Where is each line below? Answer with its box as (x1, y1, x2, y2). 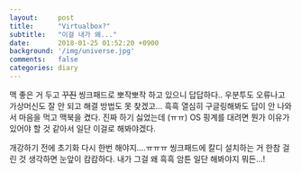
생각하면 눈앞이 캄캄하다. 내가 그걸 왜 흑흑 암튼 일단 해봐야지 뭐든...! (28, 153, 266, 164)
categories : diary (9, 64, 78, 73)
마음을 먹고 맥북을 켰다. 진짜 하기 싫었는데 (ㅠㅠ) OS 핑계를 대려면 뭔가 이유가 (18, 112, 290, 123)
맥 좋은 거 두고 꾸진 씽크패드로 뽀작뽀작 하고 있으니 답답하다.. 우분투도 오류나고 (9, 89, 286, 100)
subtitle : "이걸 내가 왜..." (9, 30, 117, 39)
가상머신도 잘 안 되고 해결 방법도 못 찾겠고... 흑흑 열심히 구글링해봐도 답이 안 (9, 100, 276, 111)
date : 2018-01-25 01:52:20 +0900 (9, 38, 160, 48)
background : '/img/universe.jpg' (9, 47, 135, 56)
